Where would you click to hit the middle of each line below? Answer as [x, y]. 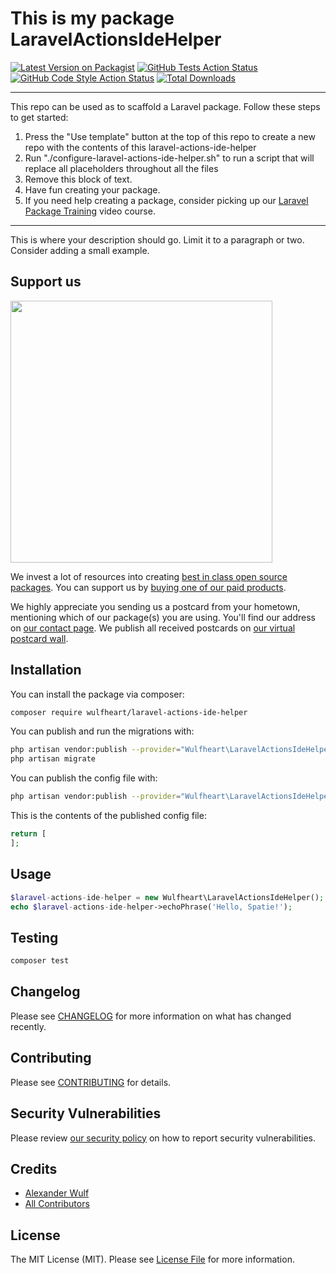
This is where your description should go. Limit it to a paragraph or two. [157, 239]
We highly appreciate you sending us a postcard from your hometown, [155, 606]
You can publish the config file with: [84, 778]
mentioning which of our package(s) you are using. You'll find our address [163, 617]
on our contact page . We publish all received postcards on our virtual [153, 628]
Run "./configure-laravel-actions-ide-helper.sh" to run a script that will [169, 158]
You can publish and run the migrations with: [102, 731]
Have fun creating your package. [92, 189]
